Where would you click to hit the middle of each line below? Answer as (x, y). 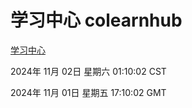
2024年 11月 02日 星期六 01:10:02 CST (88, 71)
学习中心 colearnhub (96, 20)
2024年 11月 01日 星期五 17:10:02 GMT (88, 92)
